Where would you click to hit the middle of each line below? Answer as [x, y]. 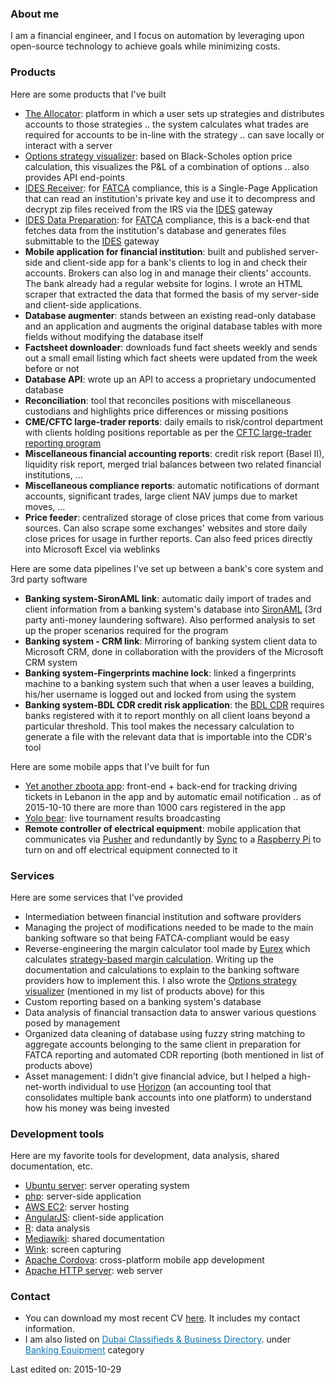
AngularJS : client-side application [94, 1218]
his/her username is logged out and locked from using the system [160, 694]
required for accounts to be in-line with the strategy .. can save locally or [174, 134]
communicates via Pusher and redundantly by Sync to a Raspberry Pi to [173, 839]
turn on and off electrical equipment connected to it [131, 849]
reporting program [63, 443]
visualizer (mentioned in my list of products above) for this [144, 991]
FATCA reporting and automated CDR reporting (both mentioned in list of [174, 1054]
